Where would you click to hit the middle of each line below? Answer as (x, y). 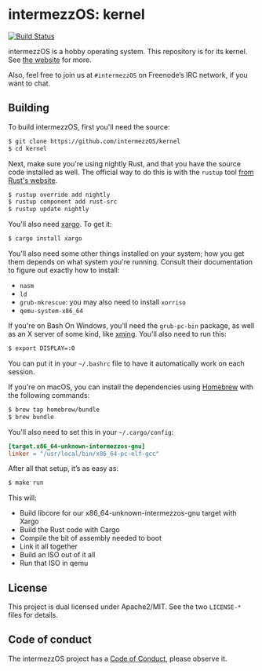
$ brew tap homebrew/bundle (54, 410)
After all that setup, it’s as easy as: (64, 469)
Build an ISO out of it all (57, 555)
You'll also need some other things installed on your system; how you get (126, 253)
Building (29, 108)
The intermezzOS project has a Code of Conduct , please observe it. (118, 658)
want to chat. (29, 83)
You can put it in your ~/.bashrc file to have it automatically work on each (126, 363)
